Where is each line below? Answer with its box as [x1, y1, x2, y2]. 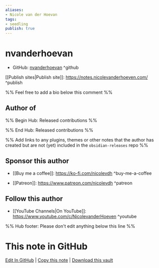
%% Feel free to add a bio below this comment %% [5, 89, 113, 96]
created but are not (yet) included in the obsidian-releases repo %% [5, 142, 148, 148]
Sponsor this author [5, 157, 69, 165]
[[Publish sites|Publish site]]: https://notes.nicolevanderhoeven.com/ [5, 74, 148, 81]
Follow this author [5, 194, 63, 203]
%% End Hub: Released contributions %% [5, 127, 93, 133]
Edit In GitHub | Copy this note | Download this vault [5, 257, 114, 263]
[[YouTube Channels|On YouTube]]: [12, 208, 87, 214]
